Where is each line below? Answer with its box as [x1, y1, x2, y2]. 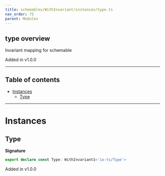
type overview [5, 34, 50, 43]
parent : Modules [5, 16, 38, 21]
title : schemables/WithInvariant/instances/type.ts [5, 7, 113, 12]
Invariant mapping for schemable [5, 47, 72, 53]
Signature [5, 148, 26, 154]
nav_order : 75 [5, 12, 34, 17]
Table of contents [5, 75, 60, 84]
